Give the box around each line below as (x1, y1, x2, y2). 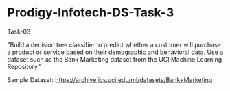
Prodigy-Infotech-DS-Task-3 (7, 5, 174, 21)
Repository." (7, 62, 42, 70)
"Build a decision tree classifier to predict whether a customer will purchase (7, 40, 222, 49)
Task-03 (7, 27, 31, 36)
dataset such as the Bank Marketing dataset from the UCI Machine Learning (7, 55, 222, 63)
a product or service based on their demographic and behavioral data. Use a (7, 48, 224, 56)
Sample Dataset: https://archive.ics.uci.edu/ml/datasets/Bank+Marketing (7, 75, 213, 83)
